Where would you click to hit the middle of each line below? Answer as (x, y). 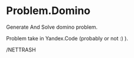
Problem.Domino (48, 11)
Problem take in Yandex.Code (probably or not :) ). (67, 38)
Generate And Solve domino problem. (52, 27)
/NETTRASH (21, 50)
